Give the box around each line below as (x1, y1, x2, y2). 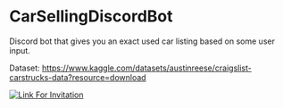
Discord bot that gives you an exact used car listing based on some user (9, 36, 275, 46)
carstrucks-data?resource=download (9, 71, 146, 82)
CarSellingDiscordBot (9, 6, 173, 27)
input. (9, 45, 31, 55)
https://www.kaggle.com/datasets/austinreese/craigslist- (41, 62, 252, 73)
